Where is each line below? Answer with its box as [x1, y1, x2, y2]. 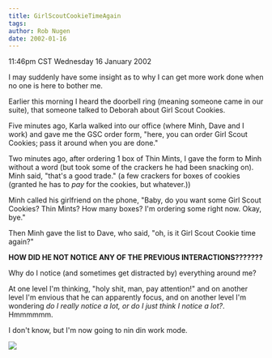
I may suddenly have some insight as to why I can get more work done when [8, 72, 265, 82]
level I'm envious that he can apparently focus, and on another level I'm [8, 292, 247, 302]
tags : [8, 19, 27, 28]
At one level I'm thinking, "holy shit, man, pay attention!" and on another [8, 284, 249, 294]
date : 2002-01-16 [8, 34, 67, 43]
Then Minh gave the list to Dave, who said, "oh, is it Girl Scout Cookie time [8, 228, 257, 238]
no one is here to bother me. [8, 81, 104, 91]
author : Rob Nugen [8, 27, 70, 35]
